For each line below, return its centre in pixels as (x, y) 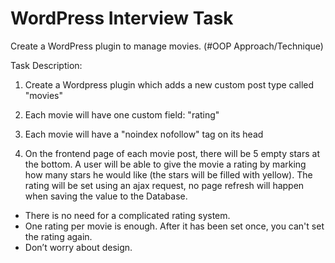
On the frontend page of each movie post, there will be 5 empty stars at (172, 153)
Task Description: (46, 65)
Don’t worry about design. (78, 247)
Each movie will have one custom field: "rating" (122, 114)
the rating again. (58, 236)
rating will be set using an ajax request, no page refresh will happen (164, 185)
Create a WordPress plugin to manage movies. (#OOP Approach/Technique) (167, 46)
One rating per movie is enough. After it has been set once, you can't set (174, 226)
